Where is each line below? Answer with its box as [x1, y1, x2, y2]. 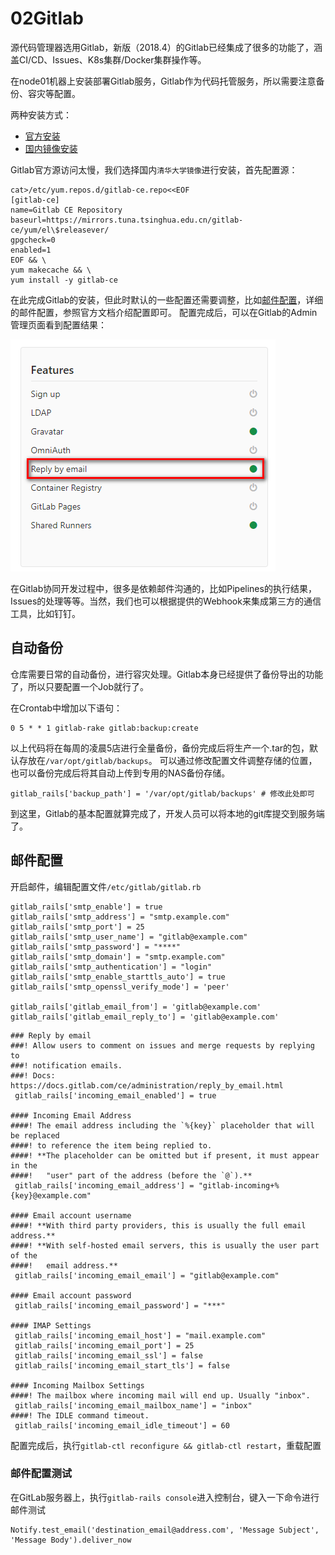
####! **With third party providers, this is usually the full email [10, 1220, 307, 1231]
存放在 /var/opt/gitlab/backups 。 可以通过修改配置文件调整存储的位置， [18, 754, 318, 766]
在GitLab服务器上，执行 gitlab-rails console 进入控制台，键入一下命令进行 [10, 1491, 320, 1503]
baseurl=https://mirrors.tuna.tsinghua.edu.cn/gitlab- [10, 215, 244, 225]
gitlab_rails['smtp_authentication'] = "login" [10, 962, 213, 972]
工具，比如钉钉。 [10, 607, 81, 619]
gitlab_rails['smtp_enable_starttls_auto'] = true [10, 972, 226, 982]
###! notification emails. [10, 1060, 123, 1071]
